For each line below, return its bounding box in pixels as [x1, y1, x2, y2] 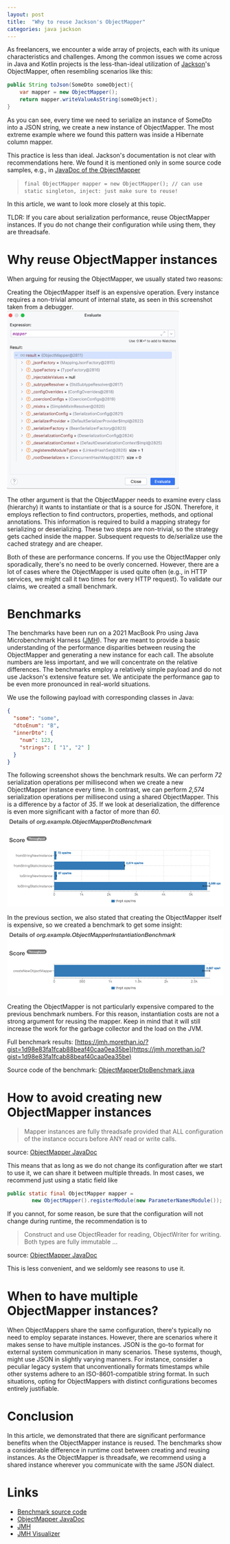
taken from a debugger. [7, 302, 74, 311]
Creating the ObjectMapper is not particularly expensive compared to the [7, 1002, 214, 1011]
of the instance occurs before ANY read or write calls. [23, 1134, 177, 1143]
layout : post [7, 11, 45, 18]
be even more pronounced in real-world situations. [7, 680, 151, 688]
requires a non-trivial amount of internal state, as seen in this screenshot [7, 295, 213, 303]
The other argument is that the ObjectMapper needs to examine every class [7, 495, 221, 504]
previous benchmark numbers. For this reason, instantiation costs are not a [7, 1009, 220, 1018]
